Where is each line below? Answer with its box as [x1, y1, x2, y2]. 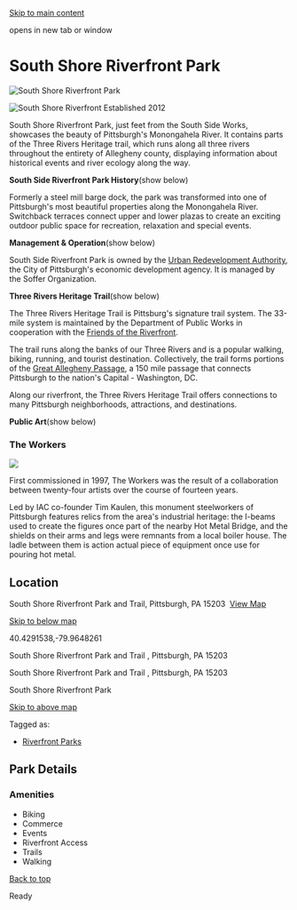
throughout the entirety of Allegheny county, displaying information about [9, 148, 277, 158]
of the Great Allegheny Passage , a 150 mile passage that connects [9, 363, 252, 373]
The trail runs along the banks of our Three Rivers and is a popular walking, [9, 344, 285, 355]
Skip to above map [9, 702, 78, 713]
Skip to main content [9, 8, 85, 18]
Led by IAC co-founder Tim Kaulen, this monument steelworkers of [9, 502, 254, 513]
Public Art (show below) [9, 416, 97, 427]
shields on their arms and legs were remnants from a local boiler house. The [9, 531, 287, 541]
